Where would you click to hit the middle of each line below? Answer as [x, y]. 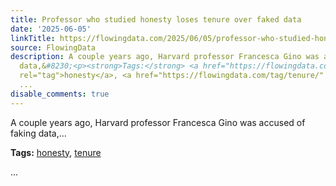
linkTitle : [33, 38]
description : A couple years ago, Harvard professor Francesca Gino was [165, 57]
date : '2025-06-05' [51, 29]
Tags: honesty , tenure [56, 152]
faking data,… [38, 133]
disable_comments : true [60, 94]
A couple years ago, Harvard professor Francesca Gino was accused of [158, 122]
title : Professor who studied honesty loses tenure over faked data [156, 19]
